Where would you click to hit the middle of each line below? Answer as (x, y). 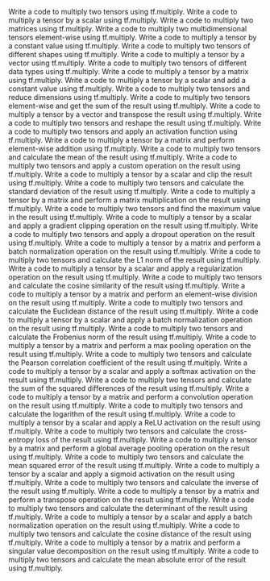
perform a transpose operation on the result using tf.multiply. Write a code (131, 500)
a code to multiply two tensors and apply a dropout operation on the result (132, 234)
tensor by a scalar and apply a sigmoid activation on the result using (122, 474)
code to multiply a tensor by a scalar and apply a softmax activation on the (132, 371)
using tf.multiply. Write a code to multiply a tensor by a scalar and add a (127, 80)
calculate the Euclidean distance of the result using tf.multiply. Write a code (133, 311)
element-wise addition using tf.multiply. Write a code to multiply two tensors (135, 149)
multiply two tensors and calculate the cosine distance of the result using (130, 534)
